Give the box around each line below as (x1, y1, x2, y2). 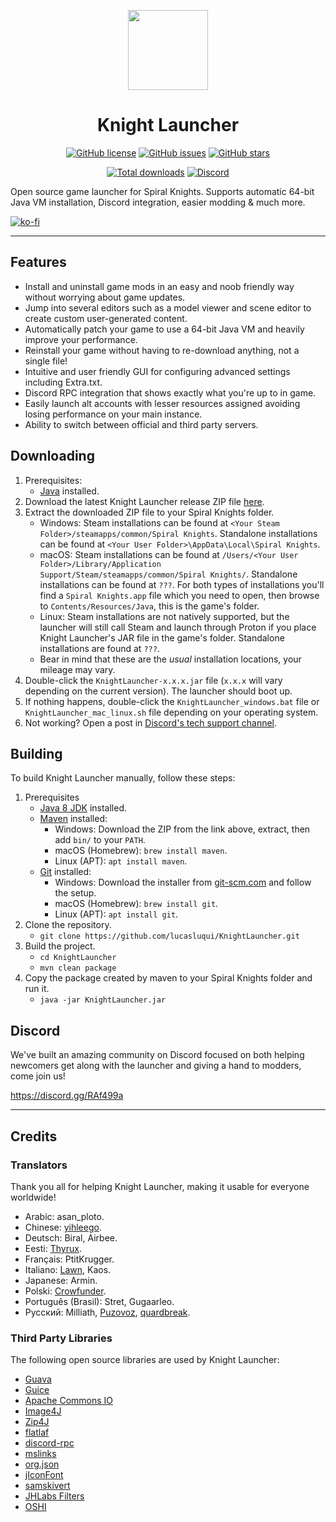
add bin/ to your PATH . (54, 834, 146, 846)
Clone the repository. (24, 919, 112, 931)
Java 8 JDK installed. (39, 802, 128, 814)
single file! (24, 355, 68, 367)
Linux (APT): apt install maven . (54, 855, 188, 867)
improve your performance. (24, 333, 138, 345)
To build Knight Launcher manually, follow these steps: (10, 772, 236, 784)
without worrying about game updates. (24, 291, 186, 303)
